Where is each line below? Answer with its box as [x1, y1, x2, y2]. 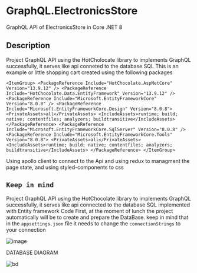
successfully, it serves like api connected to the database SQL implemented [6, 201, 191, 208]
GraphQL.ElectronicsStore [6, 4, 138, 18]
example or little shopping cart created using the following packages [6, 69, 173, 76]
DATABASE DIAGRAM [6, 249, 58, 256]
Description [6, 41, 50, 51]
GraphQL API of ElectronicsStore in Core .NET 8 [6, 24, 123, 31]
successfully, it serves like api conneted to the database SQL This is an [6, 62, 179, 69]
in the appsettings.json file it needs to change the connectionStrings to [6, 219, 181, 227]
